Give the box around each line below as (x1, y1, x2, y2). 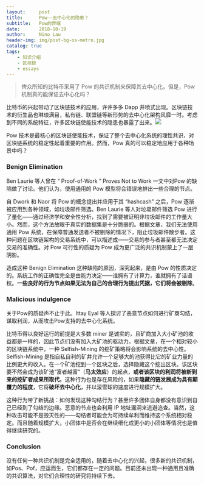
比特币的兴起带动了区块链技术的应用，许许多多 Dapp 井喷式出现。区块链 (6, 104, 188, 111)
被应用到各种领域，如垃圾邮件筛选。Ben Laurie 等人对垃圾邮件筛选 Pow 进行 (6, 205, 197, 213)
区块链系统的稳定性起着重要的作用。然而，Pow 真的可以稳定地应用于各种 (6, 140, 189, 147)
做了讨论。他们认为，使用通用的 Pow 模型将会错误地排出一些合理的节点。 (11, 185, 196, 192)
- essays (17, 65, 39, 72)
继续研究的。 (11, 427, 44, 434)
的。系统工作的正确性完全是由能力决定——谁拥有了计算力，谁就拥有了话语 (6, 272, 192, 279)
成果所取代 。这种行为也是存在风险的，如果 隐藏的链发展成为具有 (32, 375, 192, 383)
